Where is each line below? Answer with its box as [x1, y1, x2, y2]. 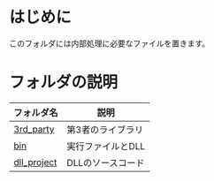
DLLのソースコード [66, 156, 145, 169]
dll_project [13, 155, 57, 168]
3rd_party [13, 123, 55, 135]
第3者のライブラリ [66, 124, 144, 136]
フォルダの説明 [9, 72, 118, 93]
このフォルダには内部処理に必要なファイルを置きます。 [9, 38, 210, 49]
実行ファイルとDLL [66, 140, 146, 152]
